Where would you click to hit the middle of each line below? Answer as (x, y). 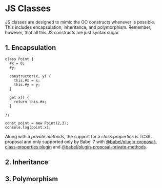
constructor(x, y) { (30, 76)
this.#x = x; (27, 80)
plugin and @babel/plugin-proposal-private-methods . (93, 146)
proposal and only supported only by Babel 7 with (55, 142)
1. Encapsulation (30, 48)
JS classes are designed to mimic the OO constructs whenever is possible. (80, 22)
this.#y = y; (27, 84)
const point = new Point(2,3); (37, 123)
